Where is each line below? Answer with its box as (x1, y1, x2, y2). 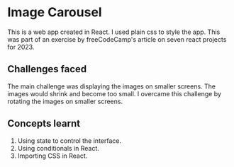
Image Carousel (7, 4, 102, 21)
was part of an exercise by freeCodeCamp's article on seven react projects (7, 35, 227, 43)
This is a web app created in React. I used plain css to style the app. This (7, 28, 221, 36)
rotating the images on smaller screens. (7, 97, 123, 105)
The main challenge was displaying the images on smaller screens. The (7, 82, 216, 91)
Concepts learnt (7, 117, 80, 129)
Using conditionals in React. (17, 144, 99, 152)
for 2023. (7, 42, 35, 51)
